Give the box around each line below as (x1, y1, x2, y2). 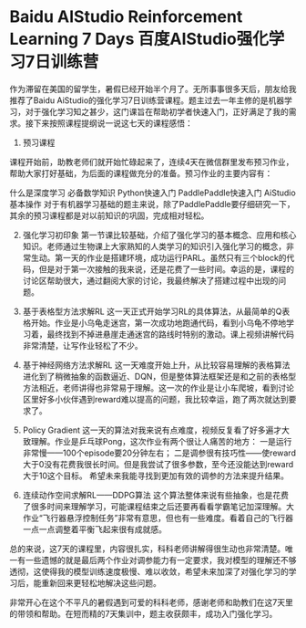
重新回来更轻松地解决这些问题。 (40, 577, 161, 588)
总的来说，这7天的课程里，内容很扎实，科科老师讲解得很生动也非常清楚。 (9, 543, 285, 554)
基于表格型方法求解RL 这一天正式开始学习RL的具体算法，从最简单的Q (22, 306, 282, 317)
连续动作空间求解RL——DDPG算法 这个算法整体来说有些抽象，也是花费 (22, 489, 290, 500)
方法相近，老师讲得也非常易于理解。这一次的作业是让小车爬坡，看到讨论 (22, 382, 294, 393)
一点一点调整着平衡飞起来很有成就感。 (22, 523, 167, 535)
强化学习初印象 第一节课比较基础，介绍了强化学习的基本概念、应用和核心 (22, 229, 297, 240)
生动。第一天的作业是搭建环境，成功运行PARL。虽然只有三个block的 (30, 252, 287, 263)
